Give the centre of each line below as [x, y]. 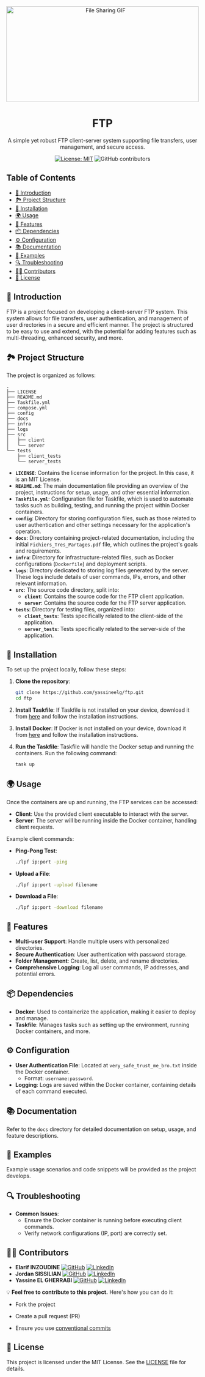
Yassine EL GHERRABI [43, 1280]
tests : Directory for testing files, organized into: [75, 610]
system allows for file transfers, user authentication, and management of [98, 318]
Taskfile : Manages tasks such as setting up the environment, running [102, 1024]
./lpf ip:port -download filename [59, 908]
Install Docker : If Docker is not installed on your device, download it [100, 728]
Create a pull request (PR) [48, 1316]
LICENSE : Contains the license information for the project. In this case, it [104, 473]
